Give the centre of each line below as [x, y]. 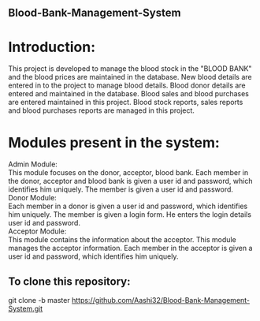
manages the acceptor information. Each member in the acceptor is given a [130, 248]
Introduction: [52, 47]
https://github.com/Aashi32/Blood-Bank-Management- [161, 300]
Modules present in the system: [114, 142]
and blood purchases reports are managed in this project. [102, 110]
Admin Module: [33, 164]
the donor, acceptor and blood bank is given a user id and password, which [130, 181]
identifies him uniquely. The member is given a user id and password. [121, 189]
